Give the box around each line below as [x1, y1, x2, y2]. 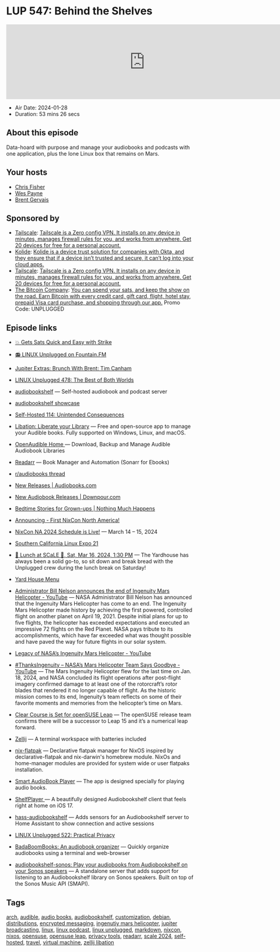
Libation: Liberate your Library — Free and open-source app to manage [14, 423, 191, 430]
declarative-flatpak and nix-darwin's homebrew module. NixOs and [14, 753, 181, 761]
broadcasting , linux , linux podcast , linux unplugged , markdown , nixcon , [6, 926, 182, 933]
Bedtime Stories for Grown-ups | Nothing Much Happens [14, 505, 156, 512]
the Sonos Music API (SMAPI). [14, 880, 90, 887]
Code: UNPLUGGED [14, 305, 65, 312]
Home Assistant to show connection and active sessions [14, 820, 154, 827]
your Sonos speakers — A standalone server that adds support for [14, 868, 179, 875]
